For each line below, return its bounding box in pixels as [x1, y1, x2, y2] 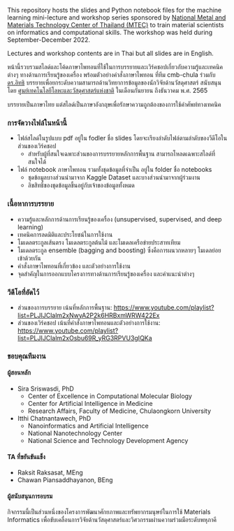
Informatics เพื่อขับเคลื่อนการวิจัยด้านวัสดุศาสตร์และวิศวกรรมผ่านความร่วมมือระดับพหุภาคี [7, 516, 217, 524]
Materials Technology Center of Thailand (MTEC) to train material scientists [7, 21, 224, 29]
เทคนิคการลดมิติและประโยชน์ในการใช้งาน [17, 230, 113, 238]
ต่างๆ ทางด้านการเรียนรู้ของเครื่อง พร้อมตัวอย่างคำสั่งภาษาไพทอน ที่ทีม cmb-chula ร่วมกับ [7, 71, 216, 79]
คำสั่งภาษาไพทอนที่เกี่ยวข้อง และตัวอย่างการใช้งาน [17, 261, 131, 270]
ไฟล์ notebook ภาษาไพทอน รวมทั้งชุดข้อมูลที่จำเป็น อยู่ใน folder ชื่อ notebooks [17, 166, 212, 174]
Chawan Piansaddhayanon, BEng [17, 476, 113, 484]
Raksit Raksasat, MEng [17, 468, 84, 477]
